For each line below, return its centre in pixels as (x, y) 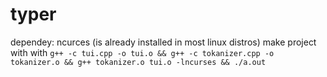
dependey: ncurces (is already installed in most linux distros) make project (163, 42)
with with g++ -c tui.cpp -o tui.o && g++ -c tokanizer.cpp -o (142, 52)
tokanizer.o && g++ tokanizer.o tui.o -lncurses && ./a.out (138, 62)
